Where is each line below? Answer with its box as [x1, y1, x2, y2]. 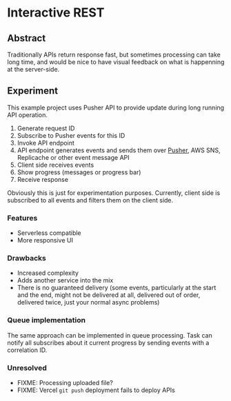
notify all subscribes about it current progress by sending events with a [7, 338, 210, 347]
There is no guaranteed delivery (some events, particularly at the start [17, 284, 217, 292]
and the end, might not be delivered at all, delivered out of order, [17, 291, 201, 299]
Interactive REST [7, 5, 105, 21]
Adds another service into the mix [17, 276, 114, 285]
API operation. [7, 110, 48, 119]
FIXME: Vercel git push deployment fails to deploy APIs [17, 386, 176, 394]
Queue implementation [7, 316, 86, 325]
